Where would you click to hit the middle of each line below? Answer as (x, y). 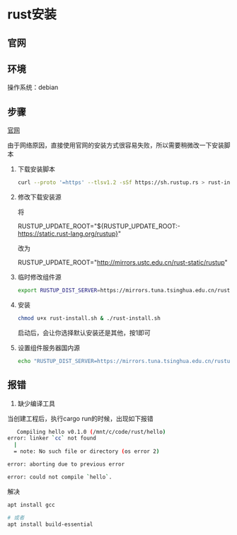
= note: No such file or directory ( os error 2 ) (87, 451)
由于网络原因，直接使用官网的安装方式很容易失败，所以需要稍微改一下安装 (116, 145)
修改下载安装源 (39, 197)
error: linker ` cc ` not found (52, 438)
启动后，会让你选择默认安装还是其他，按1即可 (84, 333)
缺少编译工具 (36, 403)
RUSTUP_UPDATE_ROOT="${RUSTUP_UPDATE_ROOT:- (99, 226)
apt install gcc (31, 505)
